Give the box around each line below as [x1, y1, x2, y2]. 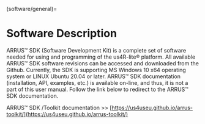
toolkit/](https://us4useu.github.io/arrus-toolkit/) [6, 110, 129, 118]
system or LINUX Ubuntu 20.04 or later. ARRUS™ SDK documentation [6, 73, 181, 80]
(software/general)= [6, 5, 58, 12]
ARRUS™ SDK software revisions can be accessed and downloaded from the [6, 59, 199, 67]
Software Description [6, 27, 117, 40]
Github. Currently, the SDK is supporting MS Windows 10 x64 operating [6, 66, 187, 73]
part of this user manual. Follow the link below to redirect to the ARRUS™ [6, 86, 188, 93]
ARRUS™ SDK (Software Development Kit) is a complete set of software [6, 46, 187, 54]
